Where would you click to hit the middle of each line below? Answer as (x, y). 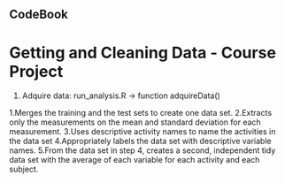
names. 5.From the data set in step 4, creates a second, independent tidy (142, 150)
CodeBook (39, 15)
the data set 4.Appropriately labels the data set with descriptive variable (140, 141)
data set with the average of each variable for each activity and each (135, 160)
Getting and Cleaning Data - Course (143, 53)
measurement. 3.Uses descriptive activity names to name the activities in (142, 132)
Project (36, 71)
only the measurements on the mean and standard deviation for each (135, 122)
